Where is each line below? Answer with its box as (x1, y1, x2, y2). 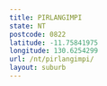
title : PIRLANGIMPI (9, 13, 83, 22)
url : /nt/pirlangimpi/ (9, 55, 94, 64)
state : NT (9, 21, 47, 30)
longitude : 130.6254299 (9, 47, 99, 56)
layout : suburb (9, 64, 67, 73)
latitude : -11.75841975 (9, 38, 99, 47)
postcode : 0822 (9, 30, 67, 39)
